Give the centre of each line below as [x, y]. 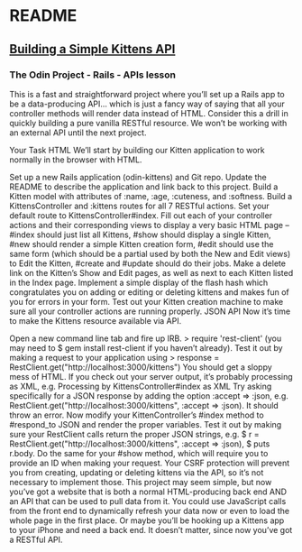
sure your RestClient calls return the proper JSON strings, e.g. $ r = [134, 434]
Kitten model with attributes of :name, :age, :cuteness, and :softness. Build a [151, 196]
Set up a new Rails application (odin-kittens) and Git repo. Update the [138, 177]
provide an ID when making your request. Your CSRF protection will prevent [150, 463]
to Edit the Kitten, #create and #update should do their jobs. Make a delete [148, 263]
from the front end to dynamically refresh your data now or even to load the [150, 511]
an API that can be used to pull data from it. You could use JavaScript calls [148, 501]
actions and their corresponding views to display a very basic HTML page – [150, 225]
